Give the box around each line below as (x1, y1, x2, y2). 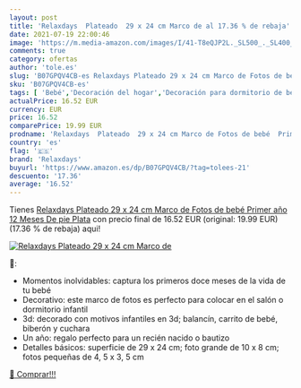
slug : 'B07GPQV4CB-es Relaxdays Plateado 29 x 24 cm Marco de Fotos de (9, 72, 282, 81)
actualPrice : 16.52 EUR (9, 96, 99, 106)
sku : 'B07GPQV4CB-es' (9, 80, 90, 89)
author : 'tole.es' (9, 64, 78, 73)
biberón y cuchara (21, 323, 90, 334)
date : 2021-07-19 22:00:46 (9, 30, 110, 39)
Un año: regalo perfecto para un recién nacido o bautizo (21, 332, 230, 343)
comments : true (9, 47, 66, 56)
